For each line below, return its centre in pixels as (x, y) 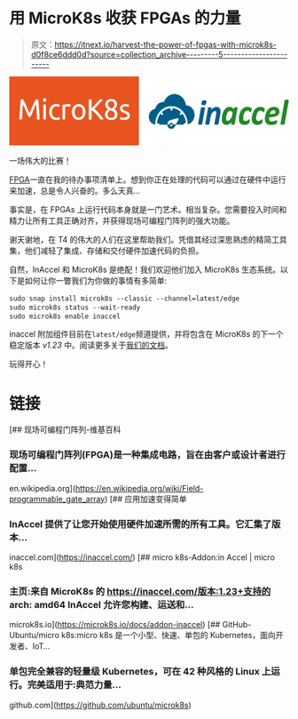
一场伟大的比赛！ (40, 161)
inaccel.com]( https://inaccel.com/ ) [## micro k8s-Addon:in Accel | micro (142, 557)
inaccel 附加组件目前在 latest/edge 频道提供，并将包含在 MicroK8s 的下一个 (146, 334)
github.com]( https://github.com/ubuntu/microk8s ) (101, 705)
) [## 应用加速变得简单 (146, 499)
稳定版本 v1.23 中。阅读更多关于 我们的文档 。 (91, 345)
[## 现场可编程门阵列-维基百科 (65, 430)
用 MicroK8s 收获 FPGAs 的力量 (125, 18)
